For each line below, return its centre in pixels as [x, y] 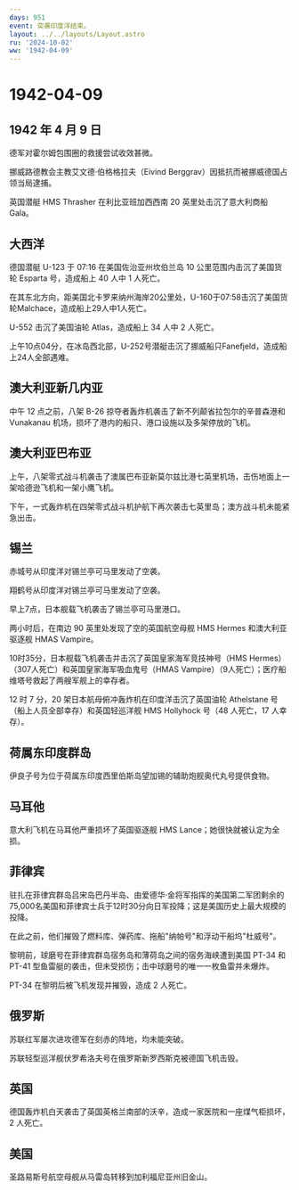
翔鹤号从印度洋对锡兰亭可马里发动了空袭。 [87, 590]
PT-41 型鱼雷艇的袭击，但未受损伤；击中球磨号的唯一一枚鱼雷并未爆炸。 [141, 966]
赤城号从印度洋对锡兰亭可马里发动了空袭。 [87, 571]
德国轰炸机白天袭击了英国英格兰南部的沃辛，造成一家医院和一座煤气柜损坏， [149, 1112]
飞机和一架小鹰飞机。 [79, 488]
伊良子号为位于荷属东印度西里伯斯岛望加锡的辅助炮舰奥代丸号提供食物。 [141, 776]
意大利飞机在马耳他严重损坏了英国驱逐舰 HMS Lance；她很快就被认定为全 [145, 829]
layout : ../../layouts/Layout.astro [77, 34]
